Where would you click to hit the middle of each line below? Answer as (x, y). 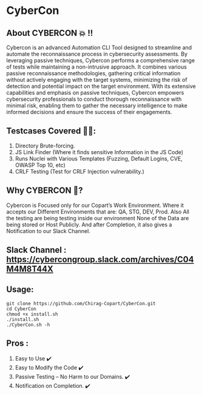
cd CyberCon (21, 309)
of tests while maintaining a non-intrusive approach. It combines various (96, 67)
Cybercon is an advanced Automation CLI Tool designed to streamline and (99, 47)
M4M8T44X (30, 269)
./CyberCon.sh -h (28, 325)
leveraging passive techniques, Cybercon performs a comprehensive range (101, 60)
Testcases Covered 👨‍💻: (51, 131)
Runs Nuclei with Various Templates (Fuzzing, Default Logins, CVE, (99, 158)
